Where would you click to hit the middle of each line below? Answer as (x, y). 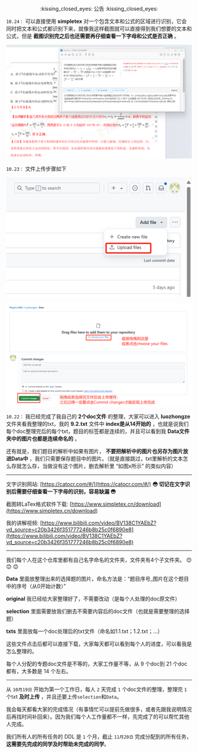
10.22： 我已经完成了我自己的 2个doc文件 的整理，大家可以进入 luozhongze (98, 416)
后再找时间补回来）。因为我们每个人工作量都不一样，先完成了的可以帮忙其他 (98, 717)
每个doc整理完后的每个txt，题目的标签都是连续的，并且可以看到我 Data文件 (98, 431)
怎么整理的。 (22, 651)
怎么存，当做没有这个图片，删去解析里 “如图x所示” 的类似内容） (99, 466)
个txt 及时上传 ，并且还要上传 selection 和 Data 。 (64, 697)
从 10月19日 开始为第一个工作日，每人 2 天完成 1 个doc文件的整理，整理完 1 (97, 689)
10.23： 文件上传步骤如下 (36, 169)
